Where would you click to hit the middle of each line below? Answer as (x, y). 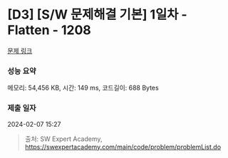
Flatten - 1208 (49, 30)
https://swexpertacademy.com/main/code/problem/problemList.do (123, 147)
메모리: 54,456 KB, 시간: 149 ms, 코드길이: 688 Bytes (83, 88)
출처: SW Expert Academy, (63, 139)
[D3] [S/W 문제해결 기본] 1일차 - (97, 15)
